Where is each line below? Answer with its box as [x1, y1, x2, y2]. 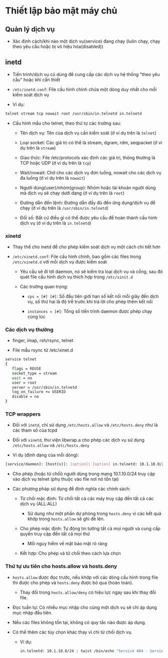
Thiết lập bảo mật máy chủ [5, 5, 117, 17]
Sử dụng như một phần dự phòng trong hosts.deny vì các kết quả [27, 511, 161, 517]
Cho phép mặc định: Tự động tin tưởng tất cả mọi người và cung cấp [19, 526, 161, 532]
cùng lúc [27, 313, 46, 319]
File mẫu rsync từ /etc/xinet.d [12, 347, 73, 353]
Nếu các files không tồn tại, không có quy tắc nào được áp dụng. [12, 619, 146, 625]
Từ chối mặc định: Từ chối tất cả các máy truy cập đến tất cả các [19, 496, 154, 502]
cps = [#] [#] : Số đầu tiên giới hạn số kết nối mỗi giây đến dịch [27, 293, 159, 299]
